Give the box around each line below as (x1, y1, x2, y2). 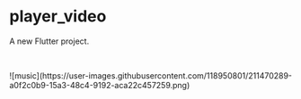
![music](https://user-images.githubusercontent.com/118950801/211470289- (9, 70, 293, 81)
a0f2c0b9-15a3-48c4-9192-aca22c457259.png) (9, 79, 190, 90)
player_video (9, 6, 107, 27)
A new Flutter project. (9, 36, 90, 46)
